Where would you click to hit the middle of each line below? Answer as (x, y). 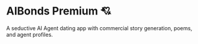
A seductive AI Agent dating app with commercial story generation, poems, (99, 28)
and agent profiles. (29, 34)
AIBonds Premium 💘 (59, 11)
